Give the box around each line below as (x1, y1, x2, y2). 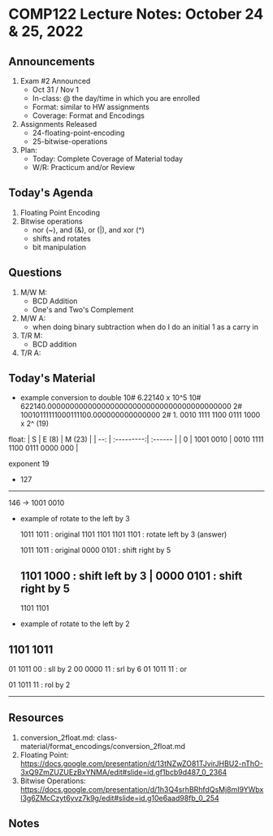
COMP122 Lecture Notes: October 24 (8, 5, 264, 24)
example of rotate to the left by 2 (19, 619, 130, 629)
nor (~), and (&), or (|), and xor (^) (32, 224, 145, 234)
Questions (8, 266, 63, 280)
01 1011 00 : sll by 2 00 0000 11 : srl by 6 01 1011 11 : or (8, 664, 187, 674)
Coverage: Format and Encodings (32, 111, 145, 120)
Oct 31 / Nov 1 (32, 85, 80, 94)
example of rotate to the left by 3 (19, 514, 130, 524)
